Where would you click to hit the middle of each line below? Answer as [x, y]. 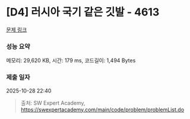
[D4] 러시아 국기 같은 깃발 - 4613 [83, 12]
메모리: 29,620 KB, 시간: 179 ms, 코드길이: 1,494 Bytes [71, 60]
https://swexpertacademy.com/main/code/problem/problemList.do [102, 110]
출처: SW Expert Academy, [53, 103]
